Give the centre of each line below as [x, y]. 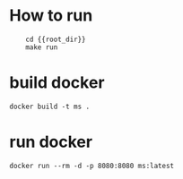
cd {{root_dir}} [56, 39]
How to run [51, 16]
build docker [57, 83]
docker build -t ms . [50, 107]
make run [42, 47]
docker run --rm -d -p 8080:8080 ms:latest [92, 166]
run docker [51, 142]
